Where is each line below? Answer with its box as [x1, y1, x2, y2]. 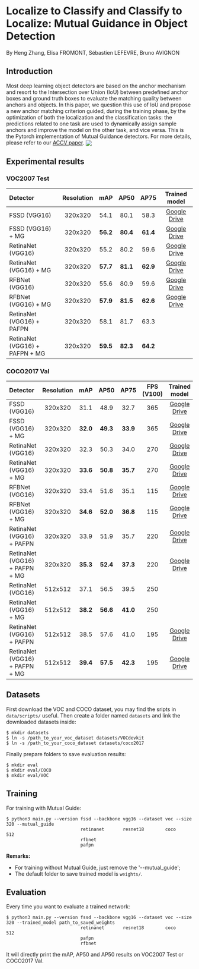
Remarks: [6, 852, 31, 860]
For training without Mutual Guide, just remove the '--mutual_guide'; [14, 864, 181, 871]
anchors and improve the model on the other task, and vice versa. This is [6, 126, 184, 133]
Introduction [6, 67, 53, 77]
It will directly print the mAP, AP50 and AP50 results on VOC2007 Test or [6, 951, 184, 958]
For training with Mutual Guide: [6, 804, 82, 811]
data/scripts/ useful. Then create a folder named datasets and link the [6, 712, 181, 719]
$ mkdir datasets [6, 729, 49, 735]
